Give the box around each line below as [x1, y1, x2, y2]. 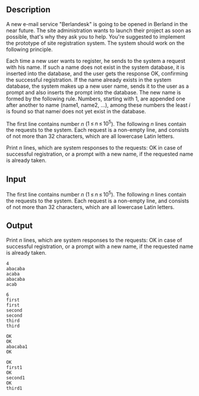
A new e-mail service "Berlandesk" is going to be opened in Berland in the [6, 20, 188, 27]
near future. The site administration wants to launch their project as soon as [6, 27, 191, 34]
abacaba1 [6, 344, 28, 350]
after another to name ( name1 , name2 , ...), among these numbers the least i [6, 101, 191, 109]
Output [6, 221, 33, 231]
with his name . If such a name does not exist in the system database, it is [6, 64, 185, 71]
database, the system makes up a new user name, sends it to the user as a [6, 83, 189, 90]
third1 [6, 385, 23, 391]
